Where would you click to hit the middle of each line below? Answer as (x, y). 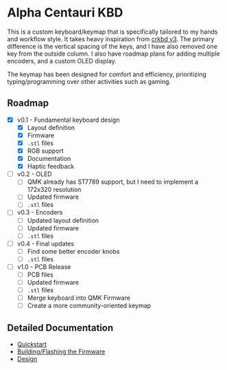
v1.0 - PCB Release (44, 267)
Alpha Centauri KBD (65, 13)
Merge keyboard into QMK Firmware (79, 298)
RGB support (45, 151)
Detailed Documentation (60, 328)
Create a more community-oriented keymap (89, 306)
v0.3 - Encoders (40, 213)
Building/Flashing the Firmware (61, 351)
